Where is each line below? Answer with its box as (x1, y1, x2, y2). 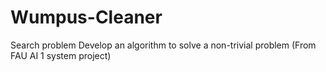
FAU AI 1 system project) (10, 49, 112, 61)
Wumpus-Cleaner (10, 6, 163, 29)
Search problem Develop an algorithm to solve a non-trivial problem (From (10, 39, 317, 51)
